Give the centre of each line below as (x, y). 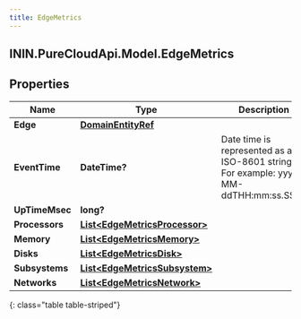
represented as (253, 151)
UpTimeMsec (43, 210)
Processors (39, 224)
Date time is (246, 139)
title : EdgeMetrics (46, 17)
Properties (39, 85)
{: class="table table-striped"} (65, 305)
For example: (248, 173)
